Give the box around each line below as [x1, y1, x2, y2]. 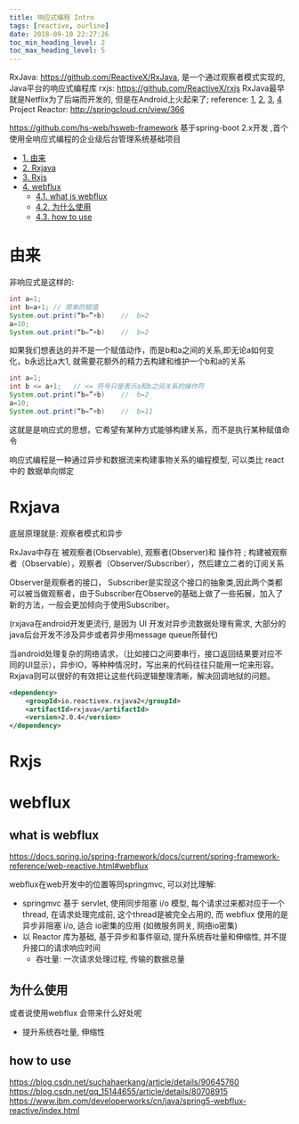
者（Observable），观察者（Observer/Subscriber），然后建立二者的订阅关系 [9, 558, 285, 569]
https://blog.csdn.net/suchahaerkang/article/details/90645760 [9, 1076, 240, 1087]
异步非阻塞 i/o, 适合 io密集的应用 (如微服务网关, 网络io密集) [21, 920, 238, 931]
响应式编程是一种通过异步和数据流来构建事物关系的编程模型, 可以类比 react [9, 454, 285, 464]
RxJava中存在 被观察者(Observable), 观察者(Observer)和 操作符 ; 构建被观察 [9, 546, 287, 557]
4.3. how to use [35, 211, 93, 223]
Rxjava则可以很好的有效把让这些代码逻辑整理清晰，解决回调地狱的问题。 [9, 670, 276, 681]
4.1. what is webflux [35, 191, 108, 201]
